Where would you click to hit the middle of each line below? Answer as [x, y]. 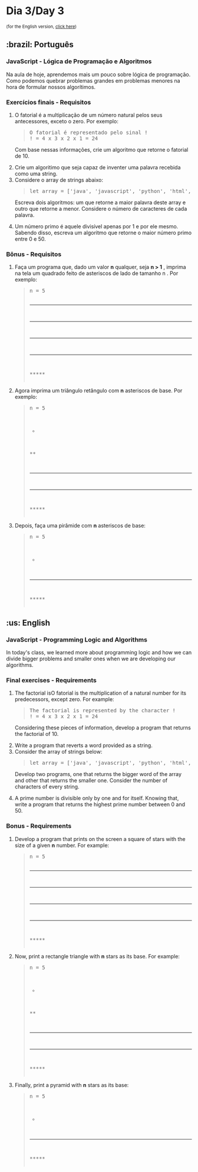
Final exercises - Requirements [52, 680]
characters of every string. [47, 787]
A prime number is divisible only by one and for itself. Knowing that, [97, 798]
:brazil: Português [40, 45]
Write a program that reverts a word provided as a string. [84, 745]
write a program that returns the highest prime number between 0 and [100, 804]
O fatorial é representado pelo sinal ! [88, 132]
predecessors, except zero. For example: [64, 699]
